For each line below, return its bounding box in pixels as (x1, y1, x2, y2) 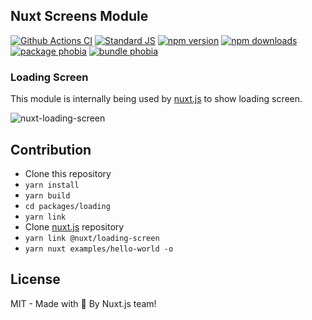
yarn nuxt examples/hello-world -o (24, 244, 174, 254)
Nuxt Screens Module (10, 8, 149, 25)
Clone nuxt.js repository (24, 220, 125, 233)
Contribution (10, 141, 92, 158)
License (10, 271, 61, 288)
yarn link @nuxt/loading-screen (24, 233, 160, 243)
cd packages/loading (24, 201, 111, 211)
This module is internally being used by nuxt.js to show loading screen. (10, 93, 303, 105)
